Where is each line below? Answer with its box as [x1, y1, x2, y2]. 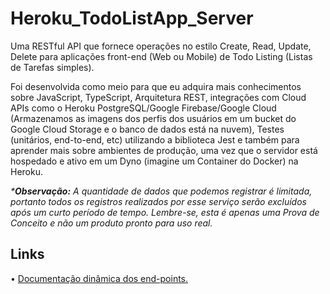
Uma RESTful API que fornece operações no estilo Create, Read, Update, [10, 40, 312, 52]
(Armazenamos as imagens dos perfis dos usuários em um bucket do [10, 112, 297, 124]
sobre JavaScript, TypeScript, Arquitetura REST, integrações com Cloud [10, 91, 307, 103]
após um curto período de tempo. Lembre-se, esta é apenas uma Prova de [10, 206, 320, 218]
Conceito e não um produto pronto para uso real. [10, 217, 213, 229]
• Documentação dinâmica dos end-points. [10, 272, 189, 284]
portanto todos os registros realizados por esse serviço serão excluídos [10, 195, 307, 207]
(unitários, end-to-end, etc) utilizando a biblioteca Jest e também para [10, 133, 300, 146]
